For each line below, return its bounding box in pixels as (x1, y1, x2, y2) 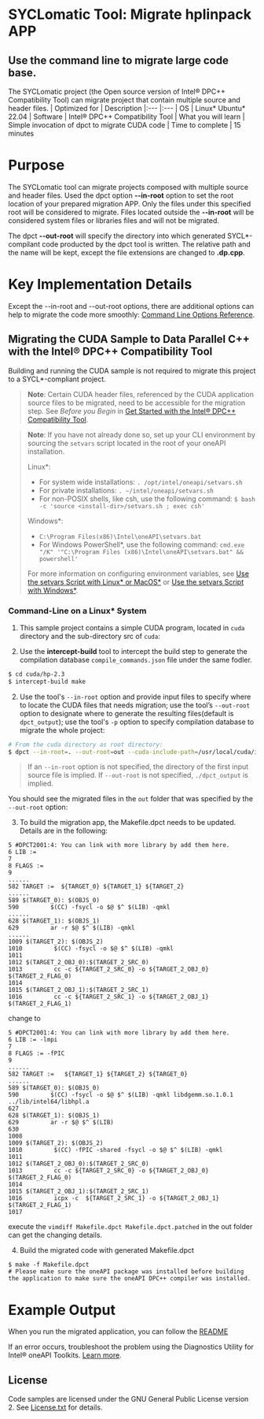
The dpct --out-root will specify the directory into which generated (8, 231, 226, 240)
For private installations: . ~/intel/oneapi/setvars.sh (38, 485, 214, 495)
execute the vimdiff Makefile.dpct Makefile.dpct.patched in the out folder (8, 1222, 253, 1231)
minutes (8, 128, 35, 138)
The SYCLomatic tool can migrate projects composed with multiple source (8, 182, 249, 191)
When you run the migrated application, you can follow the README (8, 1327, 229, 1336)
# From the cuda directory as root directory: (8, 741, 163, 749)
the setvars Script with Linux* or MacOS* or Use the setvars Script (27, 577, 244, 586)
